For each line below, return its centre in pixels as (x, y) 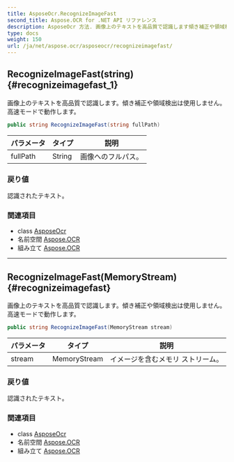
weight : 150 (24, 40)
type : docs (23, 33)
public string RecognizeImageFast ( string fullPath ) (84, 125)
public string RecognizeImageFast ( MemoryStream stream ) (90, 328)
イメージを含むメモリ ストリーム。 (166, 359)
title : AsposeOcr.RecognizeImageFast (62, 14)
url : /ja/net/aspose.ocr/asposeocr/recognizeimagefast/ (90, 46)
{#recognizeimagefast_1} (63, 85)
